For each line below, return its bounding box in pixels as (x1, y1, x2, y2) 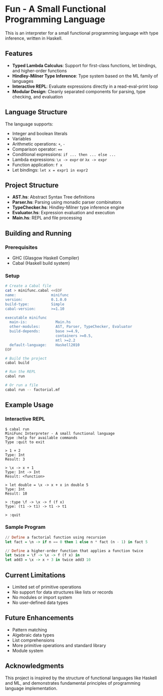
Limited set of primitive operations (12, 584, 82, 590)
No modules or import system (12, 595, 72, 600)
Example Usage (5, 401, 54, 409)
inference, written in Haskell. (5, 35, 63, 41)
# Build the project (5, 356, 47, 361)
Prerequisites (5, 244, 38, 250)
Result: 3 (5, 457, 25, 462)
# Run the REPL (5, 369, 36, 374)
